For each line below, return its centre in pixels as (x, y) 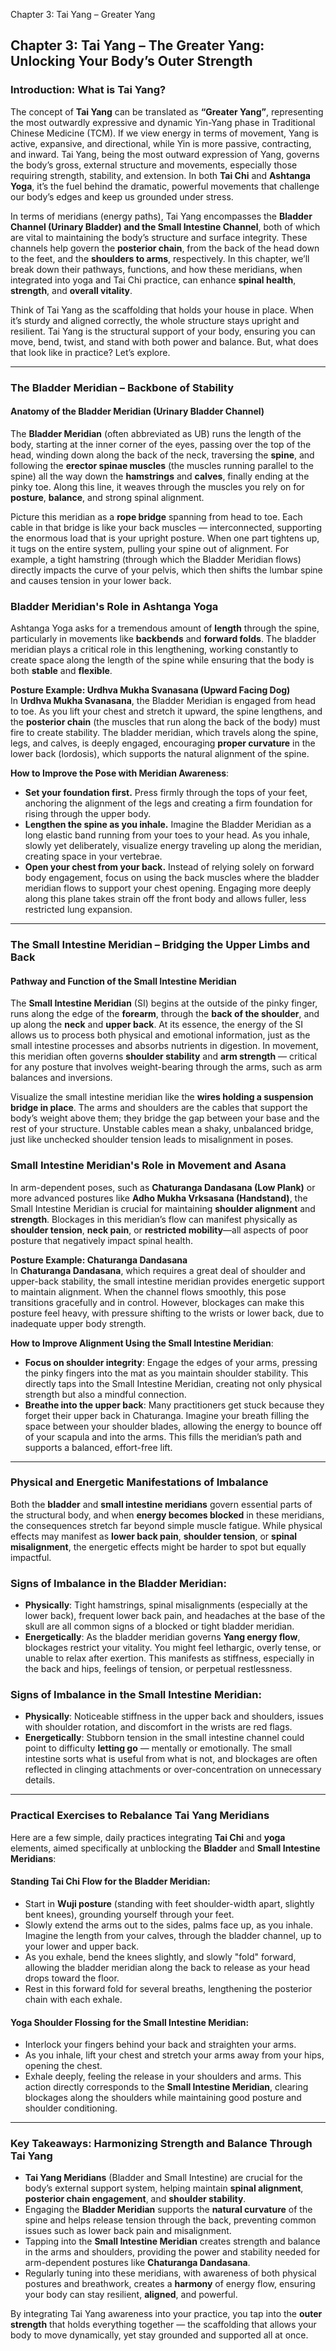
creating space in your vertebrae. (93, 856)
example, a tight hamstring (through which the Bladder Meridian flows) (156, 559)
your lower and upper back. (82, 1946)
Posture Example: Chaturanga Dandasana (99, 1260)
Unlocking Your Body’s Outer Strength (131, 61)
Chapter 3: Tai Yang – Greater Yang (83, 14)
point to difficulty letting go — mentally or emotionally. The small (158, 1748)
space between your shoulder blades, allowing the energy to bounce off (173, 1426)
